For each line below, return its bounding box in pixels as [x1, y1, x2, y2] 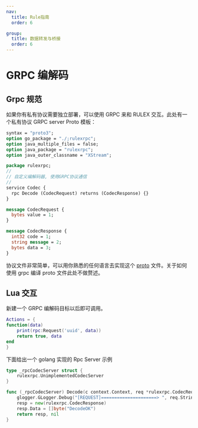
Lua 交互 [6, 288, 38, 298]
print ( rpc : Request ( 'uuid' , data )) [16, 328, 101, 334]
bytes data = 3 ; [11, 244, 51, 250]
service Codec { [6, 185, 46, 191]
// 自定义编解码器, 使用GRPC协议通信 [6, 174, 87, 180]
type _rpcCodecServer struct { [6, 368, 83, 374]
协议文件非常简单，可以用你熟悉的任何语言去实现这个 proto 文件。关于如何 [6, 262, 187, 269]
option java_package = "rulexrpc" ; [6, 146, 94, 153]
